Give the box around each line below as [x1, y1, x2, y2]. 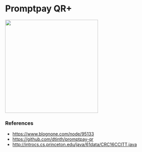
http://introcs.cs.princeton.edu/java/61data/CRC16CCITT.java [12, 142, 137, 148]
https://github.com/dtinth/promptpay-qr [12, 136, 94, 142]
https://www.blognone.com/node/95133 [12, 131, 94, 137]
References [5, 120, 34, 127]
